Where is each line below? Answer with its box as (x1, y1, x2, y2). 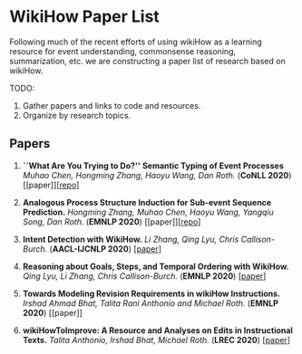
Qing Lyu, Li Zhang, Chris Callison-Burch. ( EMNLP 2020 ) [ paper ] (22, 270, 267, 282)
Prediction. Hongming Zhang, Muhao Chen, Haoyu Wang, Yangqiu (22, 206, 274, 217)
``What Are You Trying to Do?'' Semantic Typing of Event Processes (22, 160, 284, 171)
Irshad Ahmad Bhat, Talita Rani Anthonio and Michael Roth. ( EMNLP (22, 297, 279, 309)
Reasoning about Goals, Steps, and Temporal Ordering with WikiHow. (22, 261, 289, 272)
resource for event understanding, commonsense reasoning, (9, 45, 237, 56)
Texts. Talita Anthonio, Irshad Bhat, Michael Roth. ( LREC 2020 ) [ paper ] (22, 334, 290, 345)
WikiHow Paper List (9, 6, 161, 27)
